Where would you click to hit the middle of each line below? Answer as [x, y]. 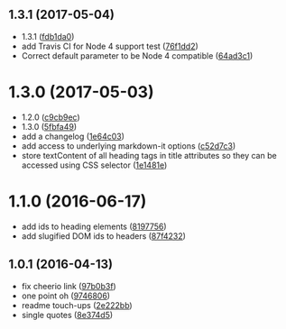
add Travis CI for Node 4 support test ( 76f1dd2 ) [110, 46]
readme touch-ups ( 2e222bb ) [77, 305]
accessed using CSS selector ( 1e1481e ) [94, 165]
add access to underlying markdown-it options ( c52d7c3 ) [129, 146]
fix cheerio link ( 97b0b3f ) [69, 286]
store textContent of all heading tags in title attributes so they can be [149, 155]
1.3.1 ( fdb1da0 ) [48, 36]
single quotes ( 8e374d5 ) [67, 315]
